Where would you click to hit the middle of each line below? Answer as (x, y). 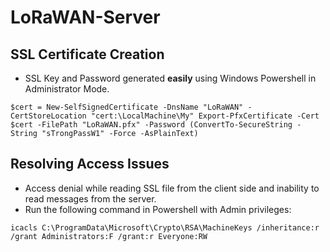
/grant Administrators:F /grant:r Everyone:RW (109, 236)
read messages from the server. (90, 198)
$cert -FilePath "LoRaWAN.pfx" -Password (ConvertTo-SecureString (151, 125)
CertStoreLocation (48, 116)
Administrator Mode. (67, 89)
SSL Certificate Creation (87, 54)
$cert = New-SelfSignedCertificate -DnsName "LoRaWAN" (127, 107)
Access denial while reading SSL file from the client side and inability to (172, 188)
